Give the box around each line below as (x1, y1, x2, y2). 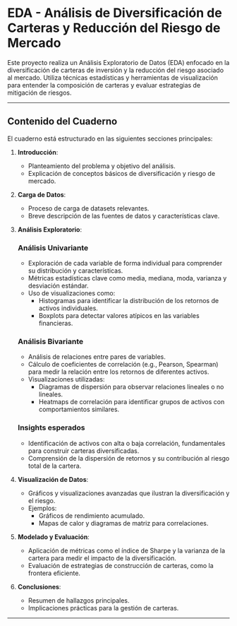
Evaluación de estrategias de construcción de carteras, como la (28, 561, 214, 569)
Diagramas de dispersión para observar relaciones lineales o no (38, 383, 224, 391)
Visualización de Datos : (17, 475, 89, 483)
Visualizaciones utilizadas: (28, 375, 105, 384)
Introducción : (17, 148, 59, 156)
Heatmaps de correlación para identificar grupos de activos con (38, 398, 225, 406)
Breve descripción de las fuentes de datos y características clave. (28, 211, 220, 220)
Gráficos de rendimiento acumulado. (38, 511, 145, 520)
